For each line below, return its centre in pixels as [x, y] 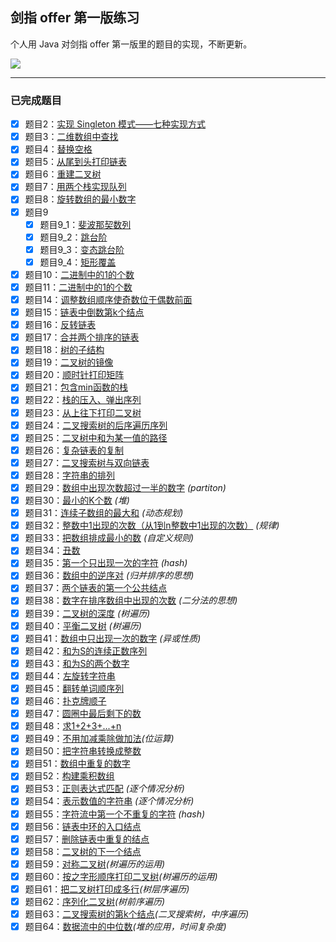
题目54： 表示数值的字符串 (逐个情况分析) [109, 801]
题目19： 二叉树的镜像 [69, 362]
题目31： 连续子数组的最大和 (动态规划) [104, 513]
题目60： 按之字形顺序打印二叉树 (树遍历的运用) [121, 876]
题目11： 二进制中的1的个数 [78, 287]
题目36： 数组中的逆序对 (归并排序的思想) [109, 575]
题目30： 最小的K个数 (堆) [77, 500]
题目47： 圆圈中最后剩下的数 [83, 714]
